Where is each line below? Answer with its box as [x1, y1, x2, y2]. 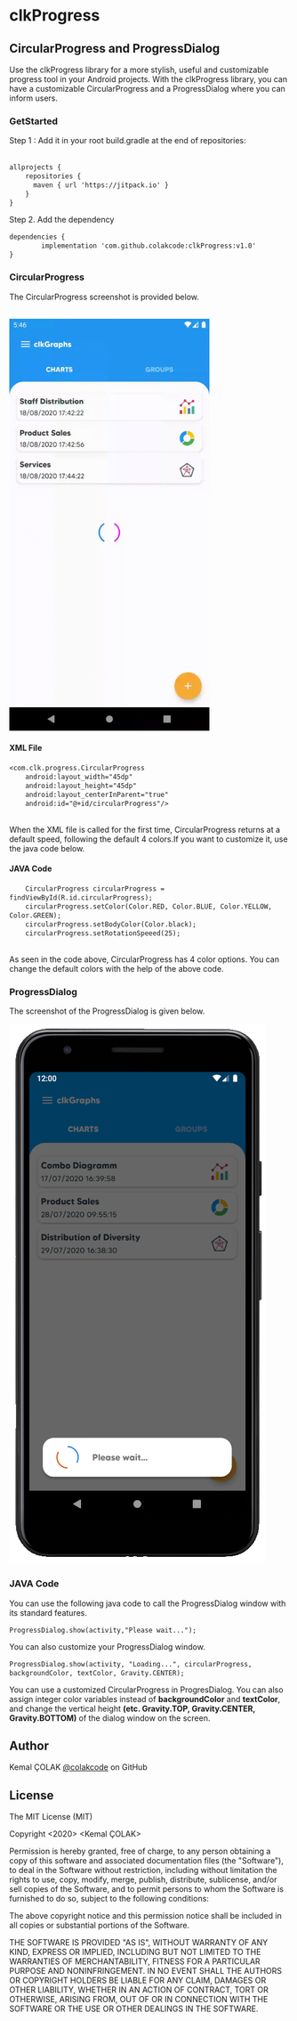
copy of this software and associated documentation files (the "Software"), [9, 1855, 285, 1866]
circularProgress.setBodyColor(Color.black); [25, 920, 197, 929]
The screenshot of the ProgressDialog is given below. [9, 1006, 205, 1016]
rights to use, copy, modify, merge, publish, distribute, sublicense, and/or [9, 1874, 277, 1885]
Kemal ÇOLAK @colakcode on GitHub [9, 1762, 148, 1772]
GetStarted [9, 115, 59, 127]
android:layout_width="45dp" [25, 772, 133, 781]
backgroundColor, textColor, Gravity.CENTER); [9, 1668, 185, 1677]
